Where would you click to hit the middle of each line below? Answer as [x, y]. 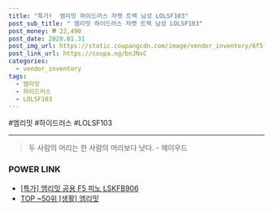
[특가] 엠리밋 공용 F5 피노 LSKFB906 [80, 188]
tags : [17, 76]
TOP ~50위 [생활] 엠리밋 [59, 198]
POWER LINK [35, 170]
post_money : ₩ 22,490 [45, 31]
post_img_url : [32, 46]
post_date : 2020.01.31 [47, 39]
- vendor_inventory [49, 69]
